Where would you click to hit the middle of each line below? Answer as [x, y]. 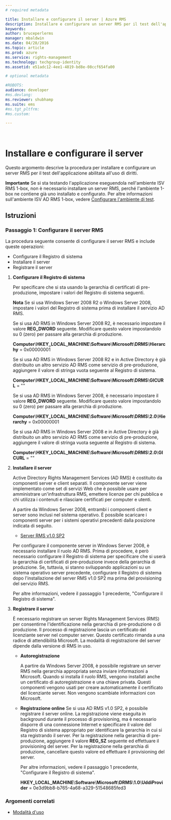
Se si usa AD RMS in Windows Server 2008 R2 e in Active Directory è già [89, 359]
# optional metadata [27, 76]
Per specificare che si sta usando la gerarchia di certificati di [76, 287]
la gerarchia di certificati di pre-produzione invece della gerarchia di [84, 562]
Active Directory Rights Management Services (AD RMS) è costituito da [87, 478]
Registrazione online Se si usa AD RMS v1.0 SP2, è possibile [84, 708]
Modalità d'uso [28, 812]
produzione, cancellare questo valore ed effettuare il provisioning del [92, 751]
